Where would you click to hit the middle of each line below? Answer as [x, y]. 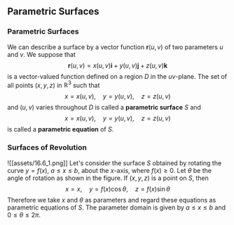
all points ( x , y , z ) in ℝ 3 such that [54, 84]
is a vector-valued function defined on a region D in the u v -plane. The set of [117, 76]
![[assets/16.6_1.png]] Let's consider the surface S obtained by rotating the [115, 163]
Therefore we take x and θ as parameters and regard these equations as [112, 200]
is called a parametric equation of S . [61, 129]
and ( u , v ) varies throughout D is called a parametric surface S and [104, 108]
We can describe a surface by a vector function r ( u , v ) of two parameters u [115, 47]
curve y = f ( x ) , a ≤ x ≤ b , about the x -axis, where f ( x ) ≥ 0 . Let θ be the [110, 170]
